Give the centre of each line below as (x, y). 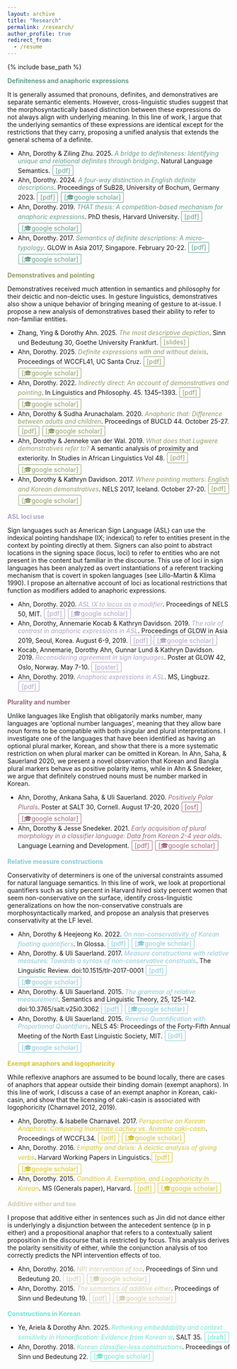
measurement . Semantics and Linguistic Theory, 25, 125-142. (107, 999)
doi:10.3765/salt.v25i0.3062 (58, 1009)
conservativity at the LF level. (50, 920)
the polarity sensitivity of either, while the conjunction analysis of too (108, 1248)
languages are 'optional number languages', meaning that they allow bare (114, 723)
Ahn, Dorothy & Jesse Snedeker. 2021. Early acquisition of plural (112, 828)
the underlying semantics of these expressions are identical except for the (116, 124)
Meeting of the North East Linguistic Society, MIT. (90, 1036)
